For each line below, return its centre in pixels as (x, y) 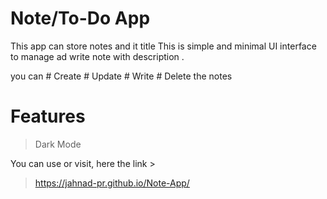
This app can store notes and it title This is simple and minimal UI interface (163, 46)
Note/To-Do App (80, 18)
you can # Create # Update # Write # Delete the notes (121, 76)
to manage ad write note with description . (97, 56)
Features (48, 116)
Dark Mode (58, 144)
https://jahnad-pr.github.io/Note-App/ (112, 183)
